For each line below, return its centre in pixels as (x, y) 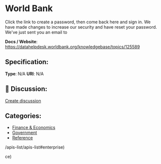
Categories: (23, 116)
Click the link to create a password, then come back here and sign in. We (78, 22)
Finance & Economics (34, 128)
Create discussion (23, 100)
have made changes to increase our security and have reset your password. (81, 27)
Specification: (27, 62)
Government (24, 133)
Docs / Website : (21, 41)
